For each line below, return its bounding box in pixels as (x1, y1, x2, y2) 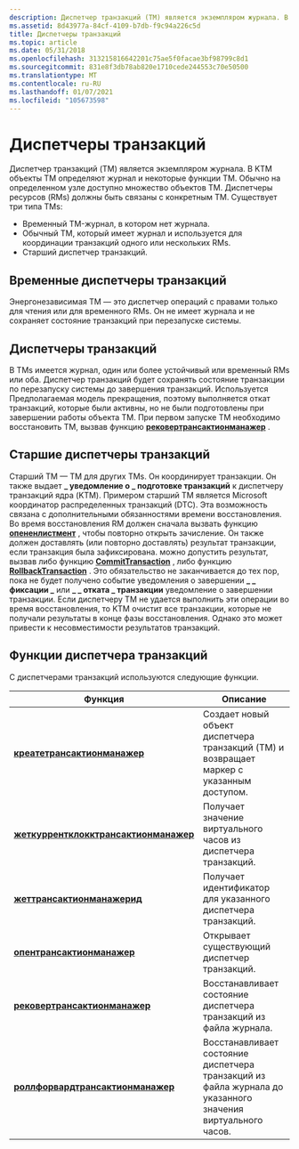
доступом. (203, 785, 248, 797)
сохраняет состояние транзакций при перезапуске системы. (9, 315, 242, 326)
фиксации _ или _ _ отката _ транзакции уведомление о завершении (9, 584, 273, 595)
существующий (203, 940, 271, 952)
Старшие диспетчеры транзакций (9, 447, 211, 463)
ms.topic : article (9, 37, 77, 47)
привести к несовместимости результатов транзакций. (9, 622, 221, 633)
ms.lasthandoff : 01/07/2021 (9, 87, 114, 96)
